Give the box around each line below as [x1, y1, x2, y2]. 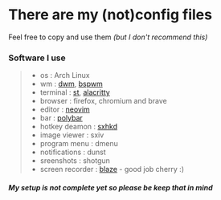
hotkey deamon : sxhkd [39, 122, 118, 132]
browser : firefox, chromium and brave [39, 96, 167, 106]
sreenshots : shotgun [39, 156, 111, 165]
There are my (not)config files [8, 6, 213, 24]
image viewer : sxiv [39, 130, 104, 140]
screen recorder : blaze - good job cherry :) [39, 165, 185, 174]
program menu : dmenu [39, 139, 118, 149]
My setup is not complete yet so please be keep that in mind [8, 182, 213, 192]
